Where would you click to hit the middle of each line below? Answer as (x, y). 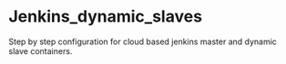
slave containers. (41, 50)
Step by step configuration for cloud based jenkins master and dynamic (143, 41)
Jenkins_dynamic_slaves (105, 17)
